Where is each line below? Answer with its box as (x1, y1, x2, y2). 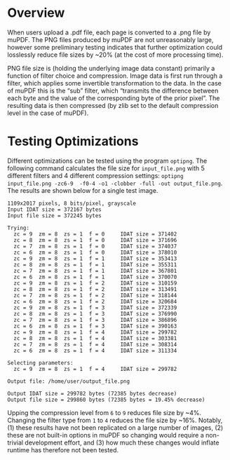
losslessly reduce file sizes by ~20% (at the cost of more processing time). (7, 50, 224, 59)
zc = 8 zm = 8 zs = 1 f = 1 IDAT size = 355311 (13, 261, 177, 268)
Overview (7, 5, 65, 21)
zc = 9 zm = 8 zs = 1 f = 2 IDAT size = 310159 (13, 279, 177, 287)
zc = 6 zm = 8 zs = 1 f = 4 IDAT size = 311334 (13, 347, 177, 354)
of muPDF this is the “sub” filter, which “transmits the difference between (7, 86, 219, 95)
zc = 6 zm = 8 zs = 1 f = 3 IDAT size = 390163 (13, 323, 177, 330)
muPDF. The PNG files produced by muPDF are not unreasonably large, (7, 35, 214, 43)
